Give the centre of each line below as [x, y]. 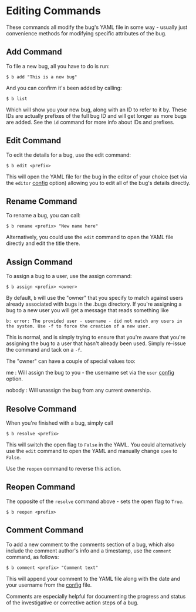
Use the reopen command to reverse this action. [64, 469]
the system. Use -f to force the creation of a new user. [78, 326]
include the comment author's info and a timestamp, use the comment [89, 550]
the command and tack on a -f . [44, 350]
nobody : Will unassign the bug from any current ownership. [79, 391]
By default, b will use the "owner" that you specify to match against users [95, 298]
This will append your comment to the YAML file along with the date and [93, 578]
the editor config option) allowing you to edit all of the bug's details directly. [98, 183]
